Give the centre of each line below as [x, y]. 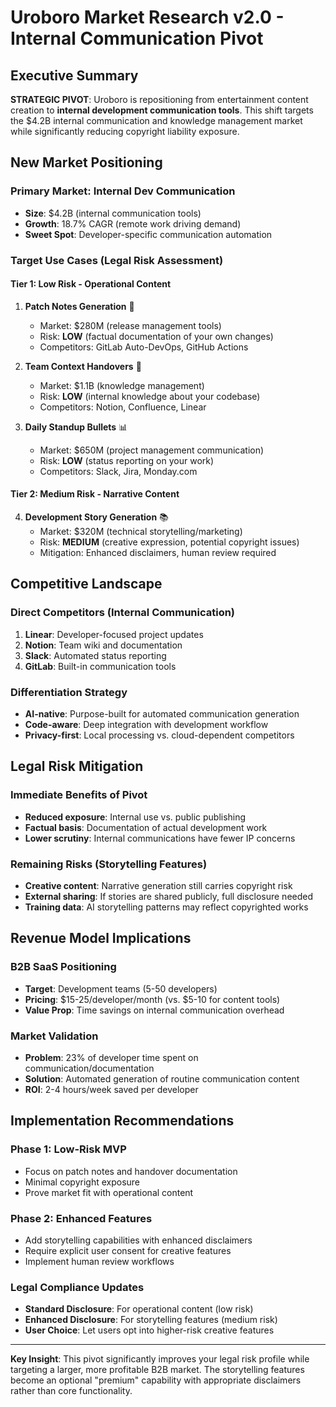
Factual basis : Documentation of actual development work [146, 827]
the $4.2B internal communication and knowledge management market [156, 120]
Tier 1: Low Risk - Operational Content [91, 284]
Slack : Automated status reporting [95, 655]
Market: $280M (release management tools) [130, 325]
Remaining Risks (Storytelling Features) [109, 864]
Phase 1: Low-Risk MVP [68, 1149]
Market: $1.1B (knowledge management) [122, 385]
